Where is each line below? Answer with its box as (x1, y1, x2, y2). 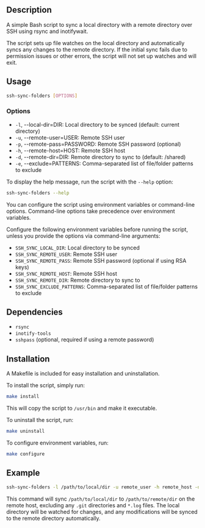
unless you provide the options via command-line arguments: (6, 232, 160, 240)
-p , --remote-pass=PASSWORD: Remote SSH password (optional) (15, 140, 181, 148)
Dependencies (6, 307, 63, 318)
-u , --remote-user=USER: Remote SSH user (15, 134, 125, 141)
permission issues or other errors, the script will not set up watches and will (6, 52, 197, 60)
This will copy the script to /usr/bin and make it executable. (6, 405, 157, 412)
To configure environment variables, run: (6, 439, 109, 447)
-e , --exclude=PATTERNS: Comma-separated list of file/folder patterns (15, 160, 193, 167)
